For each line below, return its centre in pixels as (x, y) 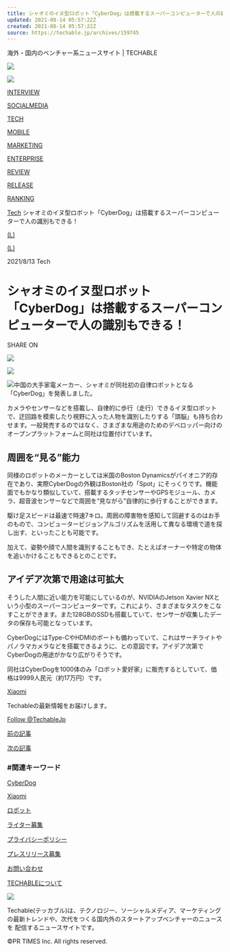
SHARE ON (23, 345)
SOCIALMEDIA (28, 106)
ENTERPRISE (25, 159)
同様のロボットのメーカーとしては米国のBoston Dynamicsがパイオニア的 (110, 475)
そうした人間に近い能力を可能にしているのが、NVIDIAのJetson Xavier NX (111, 597)
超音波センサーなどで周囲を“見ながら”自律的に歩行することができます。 (120, 501)
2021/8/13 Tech (29, 262)
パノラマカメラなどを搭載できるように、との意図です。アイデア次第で (105, 646)
